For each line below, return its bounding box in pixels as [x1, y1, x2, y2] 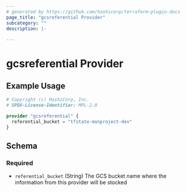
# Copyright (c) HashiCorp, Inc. [6, 97, 90, 103]
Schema [6, 140, 38, 151]
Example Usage [6, 80, 66, 91]
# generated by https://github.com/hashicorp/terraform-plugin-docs [6, 8, 181, 15]
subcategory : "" [6, 20, 47, 26]
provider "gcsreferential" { [6, 113, 79, 119]
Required [6, 158, 33, 167]
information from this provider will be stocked [14, 179, 127, 186]
